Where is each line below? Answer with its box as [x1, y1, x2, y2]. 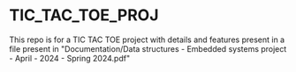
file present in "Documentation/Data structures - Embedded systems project [9, 43, 287, 54]
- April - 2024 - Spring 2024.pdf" [9, 53, 131, 63]
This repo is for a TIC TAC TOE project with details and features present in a [9, 34, 285, 45]
